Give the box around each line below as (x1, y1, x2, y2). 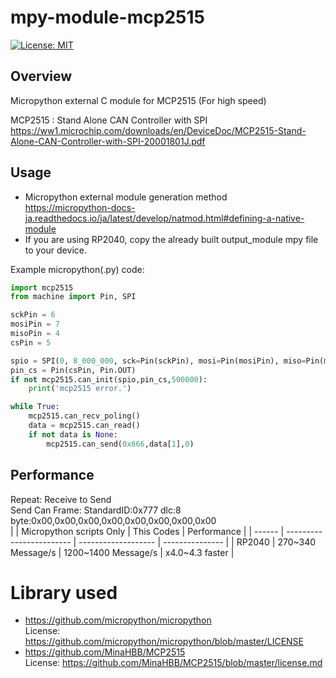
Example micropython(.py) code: (10, 263, 145, 275)
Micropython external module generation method (24, 191, 228, 203)
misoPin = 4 (10, 329, 60, 339)
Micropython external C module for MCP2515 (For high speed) (10, 94, 267, 106)
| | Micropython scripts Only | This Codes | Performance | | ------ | (10, 525, 285, 537)
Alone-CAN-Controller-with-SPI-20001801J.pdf (10, 135, 206, 147)
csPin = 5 (10, 337, 52, 348)
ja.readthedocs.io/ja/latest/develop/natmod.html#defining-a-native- (24, 212, 305, 224)
